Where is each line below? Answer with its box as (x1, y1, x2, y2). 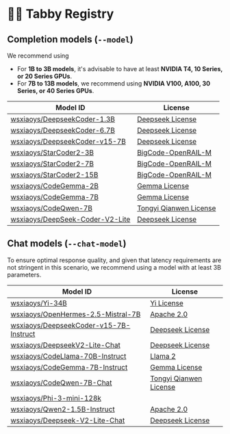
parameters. (7, 270, 42, 279)
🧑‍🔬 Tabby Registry (7, 6, 114, 22)
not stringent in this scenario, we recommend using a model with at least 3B (7, 263, 221, 271)
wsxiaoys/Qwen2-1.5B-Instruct (10, 404, 115, 413)
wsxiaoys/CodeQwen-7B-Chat (10, 378, 112, 387)
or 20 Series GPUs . (16, 72, 73, 80)
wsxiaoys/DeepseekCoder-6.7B (10, 126, 115, 135)
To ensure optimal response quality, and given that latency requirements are (7, 256, 222, 264)
